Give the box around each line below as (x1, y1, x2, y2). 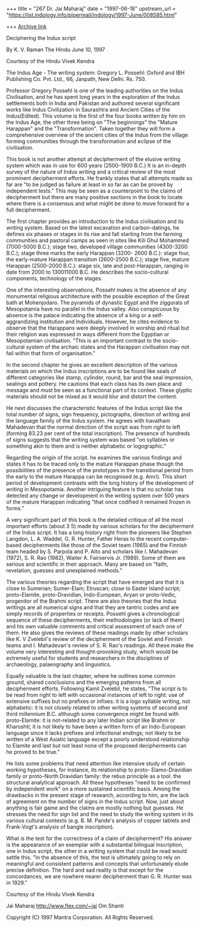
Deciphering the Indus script (6, 35, 76, 41)
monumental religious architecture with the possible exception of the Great (6, 293, 189, 300)
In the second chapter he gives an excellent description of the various (6, 361, 177, 368)
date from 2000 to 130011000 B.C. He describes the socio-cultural (6, 268, 168, 275)
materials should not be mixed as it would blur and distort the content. (6, 393, 178, 400)
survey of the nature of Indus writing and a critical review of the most (6, 168, 176, 175)
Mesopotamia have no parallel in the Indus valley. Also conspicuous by (6, 305, 180, 312)
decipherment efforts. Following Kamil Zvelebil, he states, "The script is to (6, 685, 187, 692)
